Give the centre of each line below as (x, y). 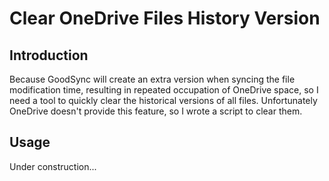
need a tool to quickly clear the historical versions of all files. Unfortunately (163, 100)
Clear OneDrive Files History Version (165, 18)
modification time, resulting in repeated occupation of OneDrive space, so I (164, 90)
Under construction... (53, 166)
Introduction (49, 55)
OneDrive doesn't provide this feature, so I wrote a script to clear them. (156, 111)
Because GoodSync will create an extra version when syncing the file (152, 79)
